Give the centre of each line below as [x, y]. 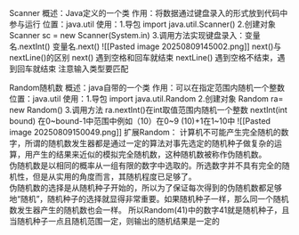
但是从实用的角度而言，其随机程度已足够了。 [114, 177]
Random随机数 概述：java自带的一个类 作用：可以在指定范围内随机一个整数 [147, 88]
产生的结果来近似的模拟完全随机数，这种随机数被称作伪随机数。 [149, 154]
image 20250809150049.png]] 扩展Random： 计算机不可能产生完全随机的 [145, 132]
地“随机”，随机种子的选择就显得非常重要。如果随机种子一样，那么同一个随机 [149, 199]
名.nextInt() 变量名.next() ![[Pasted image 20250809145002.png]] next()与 [145, 46]
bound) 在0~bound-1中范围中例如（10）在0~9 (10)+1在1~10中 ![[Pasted [140, 121]
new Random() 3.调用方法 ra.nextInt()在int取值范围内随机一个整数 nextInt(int [148, 110]
